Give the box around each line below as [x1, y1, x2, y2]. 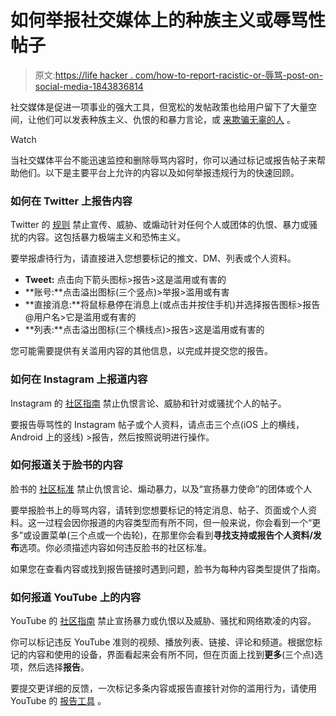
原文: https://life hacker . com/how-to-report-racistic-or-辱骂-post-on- [34, 69, 324, 81]
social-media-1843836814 [34, 80, 144, 92]
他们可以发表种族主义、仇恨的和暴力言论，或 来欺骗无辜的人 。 [36, 113, 296, 125]
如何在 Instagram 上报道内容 [10, 372, 148, 386]
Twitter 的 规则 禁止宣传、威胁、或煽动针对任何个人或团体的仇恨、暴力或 [10, 219, 310, 231]
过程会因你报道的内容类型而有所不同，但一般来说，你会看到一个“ [44, 516, 313, 528]
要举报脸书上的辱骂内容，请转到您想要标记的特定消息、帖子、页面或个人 [10, 504, 308, 516]
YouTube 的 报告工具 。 [10, 695, 107, 707]
